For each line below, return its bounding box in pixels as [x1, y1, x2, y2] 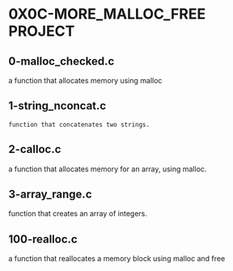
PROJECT [8, 22, 75, 40]
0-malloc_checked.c [8, 54, 115, 68]
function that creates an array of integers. [8, 209, 148, 218]
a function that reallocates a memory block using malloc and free [8, 254, 226, 264]
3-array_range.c [8, 188, 92, 201]
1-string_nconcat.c [8, 99, 107, 113]
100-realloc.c [8, 232, 78, 246]
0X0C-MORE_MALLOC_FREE [8, 5, 206, 23]
